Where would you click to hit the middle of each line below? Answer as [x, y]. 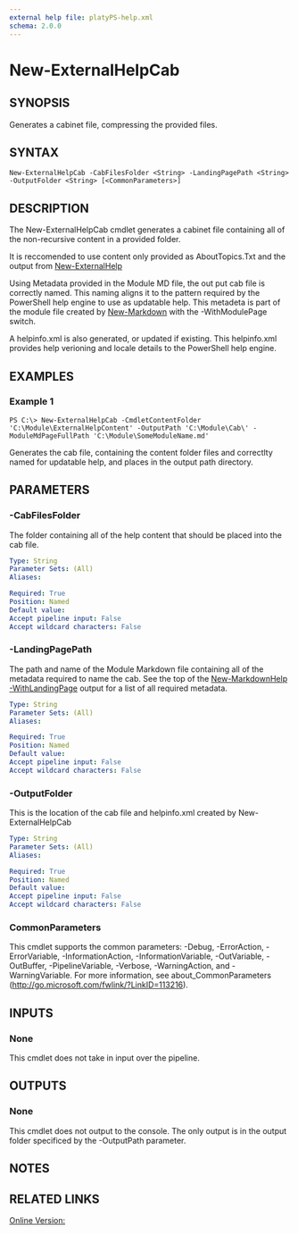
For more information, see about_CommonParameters [173, 976]
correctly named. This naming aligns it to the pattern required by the [135, 293]
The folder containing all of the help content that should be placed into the [146, 535]
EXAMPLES [41, 376]
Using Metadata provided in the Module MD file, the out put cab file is [137, 283]
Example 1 [32, 401]
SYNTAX [34, 152]
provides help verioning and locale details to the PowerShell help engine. [143, 348]
